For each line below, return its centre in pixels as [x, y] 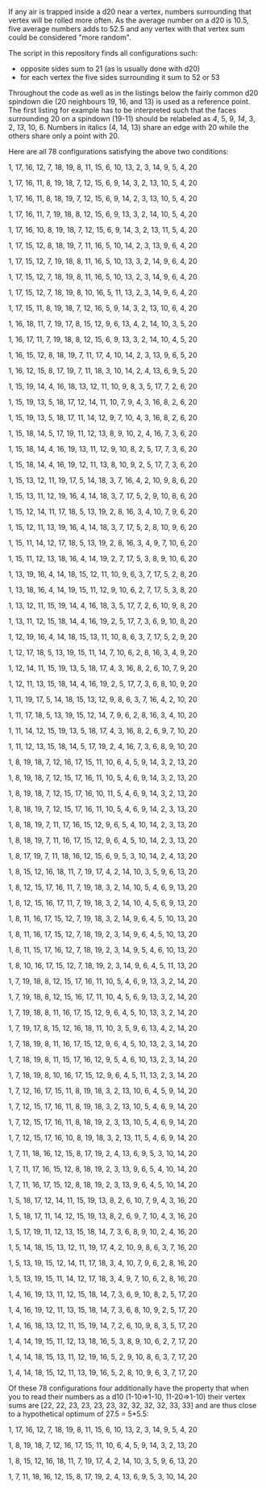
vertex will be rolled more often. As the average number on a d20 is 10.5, [129, 20]
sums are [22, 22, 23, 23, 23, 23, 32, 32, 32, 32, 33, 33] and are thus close [133, 1405]
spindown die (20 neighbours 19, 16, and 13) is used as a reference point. [129, 101]
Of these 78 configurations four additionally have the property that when [129, 1388]
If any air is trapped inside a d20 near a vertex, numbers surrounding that [130, 12]
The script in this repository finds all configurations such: [103, 53]
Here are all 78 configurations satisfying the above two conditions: [118, 151]
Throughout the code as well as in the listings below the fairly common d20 [133, 93]
